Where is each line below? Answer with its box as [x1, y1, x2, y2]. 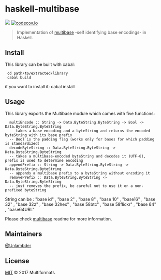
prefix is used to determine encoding [5, 158, 83, 163]
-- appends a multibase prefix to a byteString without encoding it [9, 171, 150, 175]
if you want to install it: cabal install [5, 83, 75, 89]
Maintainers [5, 230, 43, 238]
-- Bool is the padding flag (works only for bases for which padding [9, 137, 155, 141]
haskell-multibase [5, 3, 80, 15]
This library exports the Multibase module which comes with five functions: [5, 110, 155, 116]
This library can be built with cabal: [5, 62, 75, 67]
